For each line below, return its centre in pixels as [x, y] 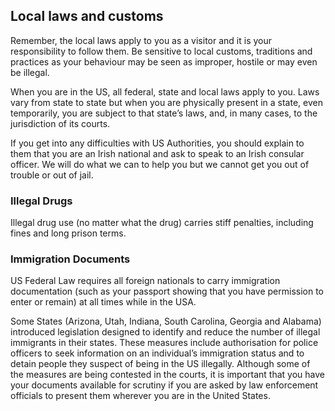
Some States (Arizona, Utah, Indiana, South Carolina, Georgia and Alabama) [166, 321]
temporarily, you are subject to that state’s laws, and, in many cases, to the [164, 113]
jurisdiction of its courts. [60, 123]
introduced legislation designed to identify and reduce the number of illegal [165, 332]
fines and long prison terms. [68, 233]
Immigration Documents [70, 259]
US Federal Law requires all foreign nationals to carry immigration [145, 281]
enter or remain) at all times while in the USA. [103, 302]
